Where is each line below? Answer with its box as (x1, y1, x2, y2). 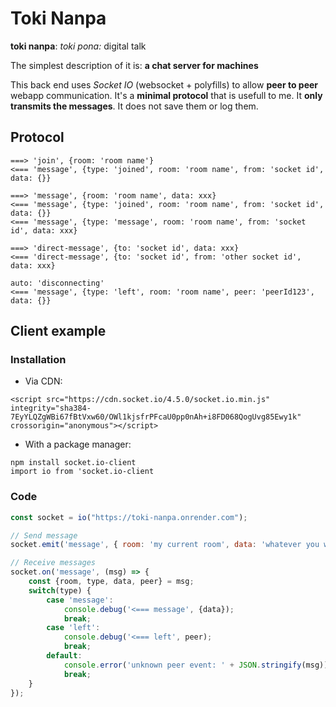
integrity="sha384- (10, 403, 92, 414)
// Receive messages (10, 558, 97, 568)
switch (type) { (28, 585, 92, 596)
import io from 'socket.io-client (10, 467, 155, 477)
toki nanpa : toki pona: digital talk (10, 40, 147, 52)
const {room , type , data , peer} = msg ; (28, 577, 195, 587)
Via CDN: (24, 375, 63, 387)
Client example (10, 323, 107, 340)
